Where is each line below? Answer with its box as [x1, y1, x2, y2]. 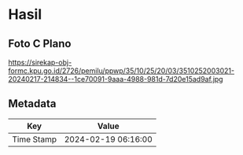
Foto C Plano [8, 37, 72, 50]
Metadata [8, 97, 57, 111]
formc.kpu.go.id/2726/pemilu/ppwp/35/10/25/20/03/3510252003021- [8, 66, 234, 76]
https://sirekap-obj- [8, 57, 72, 67]
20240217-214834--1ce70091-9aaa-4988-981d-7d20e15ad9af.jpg [8, 75, 223, 83]
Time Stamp [12, 134, 57, 145]
